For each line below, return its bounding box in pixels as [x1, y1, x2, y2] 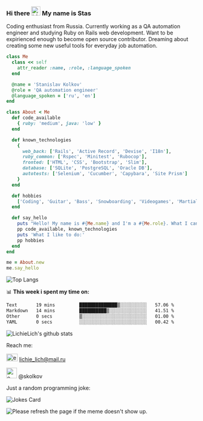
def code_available [11, 115, 61, 121]
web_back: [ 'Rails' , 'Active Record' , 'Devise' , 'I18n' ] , [22, 148, 172, 154]
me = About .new [6, 260, 45, 266]
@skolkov [18, 372, 43, 380]
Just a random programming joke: [6, 384, 91, 391]
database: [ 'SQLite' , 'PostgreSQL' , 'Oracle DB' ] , [22, 165, 153, 172]
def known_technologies [11, 137, 71, 143]
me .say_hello [6, 265, 39, 271]
